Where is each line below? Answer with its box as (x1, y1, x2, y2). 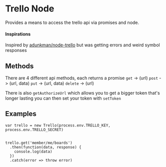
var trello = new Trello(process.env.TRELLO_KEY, (5, 123, 111, 128)
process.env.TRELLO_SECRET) (5, 127, 64, 132)
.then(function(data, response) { (9, 145, 81, 150)
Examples (5, 110, 36, 118)
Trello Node (5, 3, 54, 14)
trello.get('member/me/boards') (5, 140, 72, 145)
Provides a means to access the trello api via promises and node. (5, 19, 139, 25)
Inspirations (5, 31, 31, 37)
